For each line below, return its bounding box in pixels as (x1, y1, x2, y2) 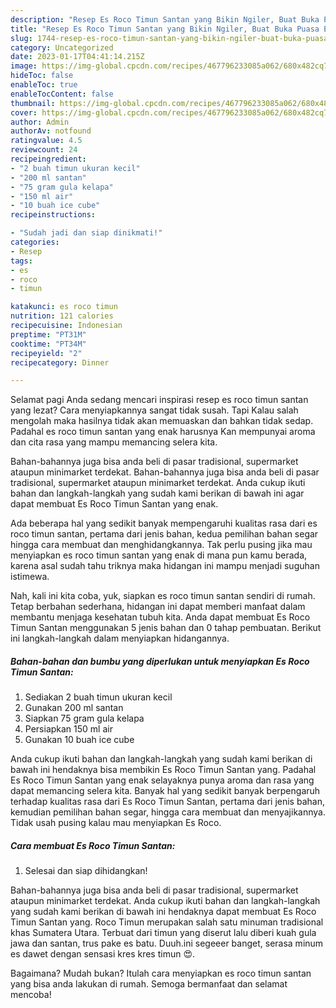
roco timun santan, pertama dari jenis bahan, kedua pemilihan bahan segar (10, 528, 319, 540)
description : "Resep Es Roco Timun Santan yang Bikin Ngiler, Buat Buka (10, 14, 320, 25)
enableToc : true (10, 80, 78, 90)
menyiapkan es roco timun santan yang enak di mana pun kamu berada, (10, 549, 308, 561)
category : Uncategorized (10, 42, 114, 53)
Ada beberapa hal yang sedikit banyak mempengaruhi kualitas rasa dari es (10, 517, 318, 530)
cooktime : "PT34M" (10, 339, 87, 349)
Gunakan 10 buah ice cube (24, 734, 135, 746)
